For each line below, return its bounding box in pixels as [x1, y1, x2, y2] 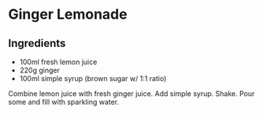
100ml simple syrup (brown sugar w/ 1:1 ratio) [19, 74, 167, 83]
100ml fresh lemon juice [19, 57, 98, 66]
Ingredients [8, 37, 66, 50]
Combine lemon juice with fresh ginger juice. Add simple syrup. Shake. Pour [8, 89, 255, 98]
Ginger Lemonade [8, 5, 128, 23]
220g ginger [19, 66, 61, 75]
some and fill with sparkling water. [8, 98, 120, 106]
